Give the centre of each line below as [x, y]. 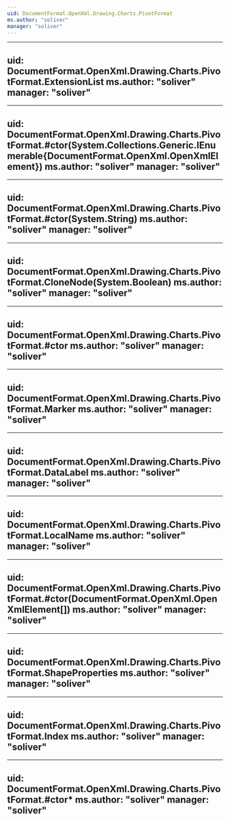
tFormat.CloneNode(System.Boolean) [89, 283]
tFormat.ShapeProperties [63, 673]
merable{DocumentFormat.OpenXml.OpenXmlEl [113, 156]
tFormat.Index [38, 736]
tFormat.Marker [42, 409]
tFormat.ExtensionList [55, 82]
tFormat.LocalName [51, 536]
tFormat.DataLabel [48, 473]
